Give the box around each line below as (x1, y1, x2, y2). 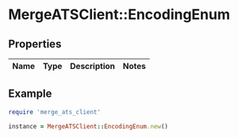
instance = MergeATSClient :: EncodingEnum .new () (8, 122, 169, 130)
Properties (8, 37, 62, 51)
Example (8, 87, 52, 101)
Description (70, 61, 115, 71)
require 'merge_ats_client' (8, 108, 102, 116)
